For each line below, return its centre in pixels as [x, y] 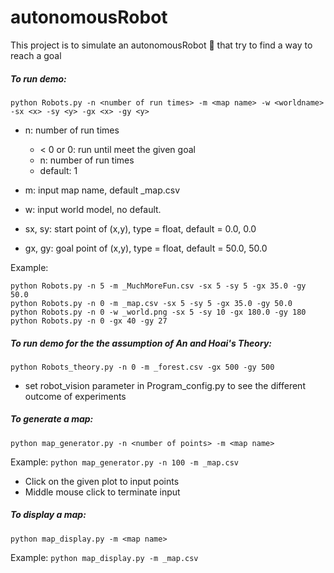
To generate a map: [52, 419]
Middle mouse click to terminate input [102, 492]
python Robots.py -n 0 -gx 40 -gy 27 [89, 321]
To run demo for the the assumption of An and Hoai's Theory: [141, 343]
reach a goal [36, 55]
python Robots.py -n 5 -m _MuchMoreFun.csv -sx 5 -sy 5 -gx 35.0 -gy [158, 286]
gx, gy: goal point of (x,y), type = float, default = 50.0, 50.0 [146, 248]
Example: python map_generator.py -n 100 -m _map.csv [124, 462]
